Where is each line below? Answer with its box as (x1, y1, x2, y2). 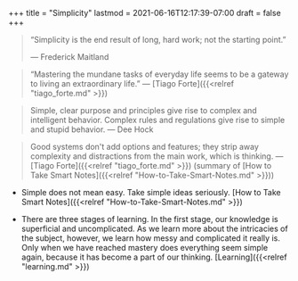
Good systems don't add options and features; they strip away (29, 142, 260, 152)
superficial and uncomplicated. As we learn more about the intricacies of (20, 223, 288, 234)
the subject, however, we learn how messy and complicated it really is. (20, 233, 281, 244)
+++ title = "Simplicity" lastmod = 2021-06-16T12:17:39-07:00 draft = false (8, 8, 281, 18)
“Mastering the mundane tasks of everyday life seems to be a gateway (29, 69, 289, 79)
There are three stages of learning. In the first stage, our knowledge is (20, 214, 278, 224)
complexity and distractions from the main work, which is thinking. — (29, 151, 284, 161)
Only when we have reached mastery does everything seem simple (20, 243, 269, 252)
